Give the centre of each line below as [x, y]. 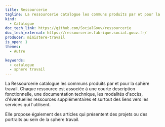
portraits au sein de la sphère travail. [42, 120]
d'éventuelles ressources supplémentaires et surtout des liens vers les [77, 99]
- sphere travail [27, 69]
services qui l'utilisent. [28, 105]
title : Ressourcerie [26, 10]
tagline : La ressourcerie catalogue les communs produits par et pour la [83, 14]
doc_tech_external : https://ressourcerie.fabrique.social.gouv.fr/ [76, 33]
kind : [11, 19]
